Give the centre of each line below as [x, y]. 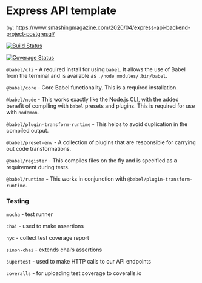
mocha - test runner [30, 214]
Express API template [62, 11]
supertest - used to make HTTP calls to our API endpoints [79, 262]
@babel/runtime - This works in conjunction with [66, 179]
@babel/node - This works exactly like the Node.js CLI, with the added [93, 99]
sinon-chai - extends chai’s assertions [54, 250]
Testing [18, 201]
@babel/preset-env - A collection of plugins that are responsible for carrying [101, 142]
